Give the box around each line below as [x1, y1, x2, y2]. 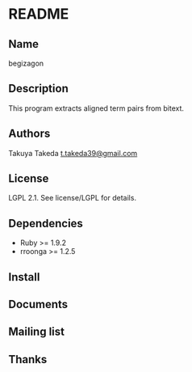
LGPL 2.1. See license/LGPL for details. [8, 193, 137, 203]
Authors [8, 127, 51, 141]
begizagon [8, 58, 44, 68]
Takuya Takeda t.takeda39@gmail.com [8, 148, 138, 158]
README [8, 5, 69, 23]
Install [8, 270, 40, 284]
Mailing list [8, 325, 65, 339]
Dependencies [8, 216, 83, 230]
